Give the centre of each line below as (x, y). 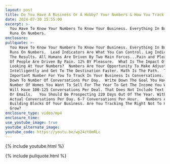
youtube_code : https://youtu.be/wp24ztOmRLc (53, 132)
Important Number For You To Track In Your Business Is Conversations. (87, 76)
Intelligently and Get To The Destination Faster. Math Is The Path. (84, 71)
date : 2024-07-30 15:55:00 (34, 19)
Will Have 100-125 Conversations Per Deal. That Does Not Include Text (87, 90)
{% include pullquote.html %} (36, 156)
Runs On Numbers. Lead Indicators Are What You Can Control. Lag (81, 52)
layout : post (19, 10)
